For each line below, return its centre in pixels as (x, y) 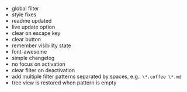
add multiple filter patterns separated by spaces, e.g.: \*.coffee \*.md (96, 76)
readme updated (32, 21)
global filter (25, 8)
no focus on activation (38, 64)
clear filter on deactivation (43, 70)
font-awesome (29, 52)
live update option (33, 27)
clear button (26, 39)
